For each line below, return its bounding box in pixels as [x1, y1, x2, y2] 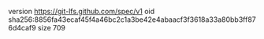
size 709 [38, 23, 65, 32]
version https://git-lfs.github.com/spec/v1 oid [8, 7, 155, 16]
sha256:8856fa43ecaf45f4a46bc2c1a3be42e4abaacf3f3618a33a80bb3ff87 [8, 15, 256, 24]
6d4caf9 [8, 23, 37, 32]
